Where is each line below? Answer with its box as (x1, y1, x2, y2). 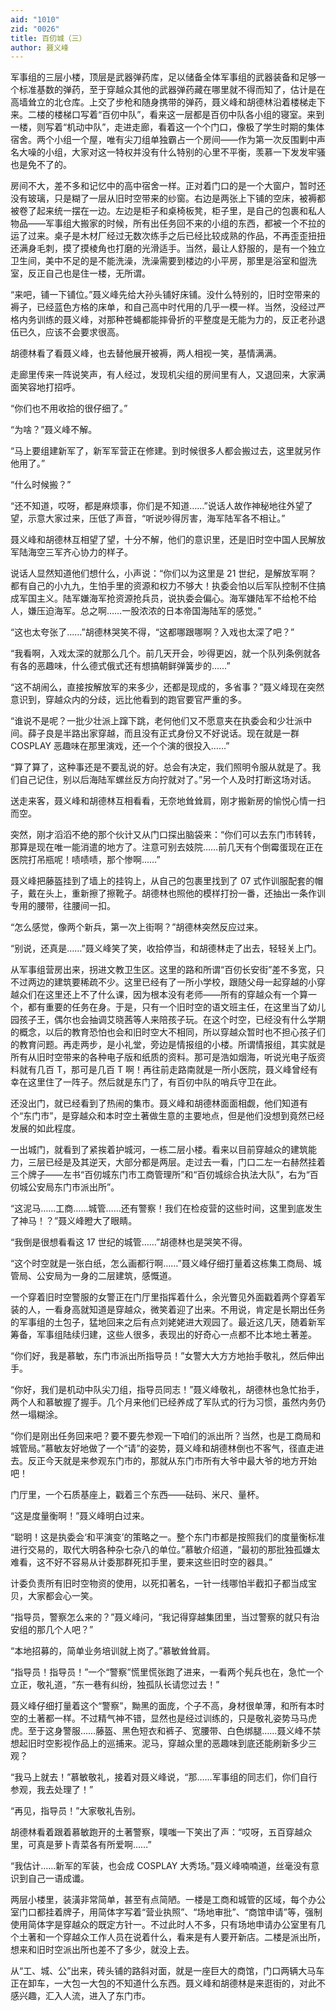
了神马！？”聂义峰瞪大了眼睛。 (10, 1215, 138, 1227)
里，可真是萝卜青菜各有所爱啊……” (10, 1839, 152, 1851)
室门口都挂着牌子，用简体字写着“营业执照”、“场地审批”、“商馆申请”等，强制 (10, 1906, 323, 1918)
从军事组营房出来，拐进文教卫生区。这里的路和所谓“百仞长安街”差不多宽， (10, 964, 317, 976)
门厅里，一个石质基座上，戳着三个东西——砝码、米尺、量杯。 (10, 1489, 265, 1501)
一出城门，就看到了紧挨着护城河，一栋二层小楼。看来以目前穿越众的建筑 (10, 1144, 308, 1156)
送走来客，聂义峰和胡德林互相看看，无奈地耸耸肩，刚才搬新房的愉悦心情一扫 (10, 795, 326, 807)
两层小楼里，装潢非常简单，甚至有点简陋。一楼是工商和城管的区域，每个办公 (10, 1894, 326, 1906)
